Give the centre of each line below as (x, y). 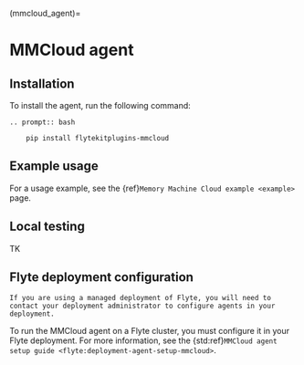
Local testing (47, 227)
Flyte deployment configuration (102, 277)
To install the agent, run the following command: (100, 105)
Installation (42, 83)
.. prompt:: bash (42, 122)
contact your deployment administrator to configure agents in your (142, 306)
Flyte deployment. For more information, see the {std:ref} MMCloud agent (143, 340)
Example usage (54, 167)
